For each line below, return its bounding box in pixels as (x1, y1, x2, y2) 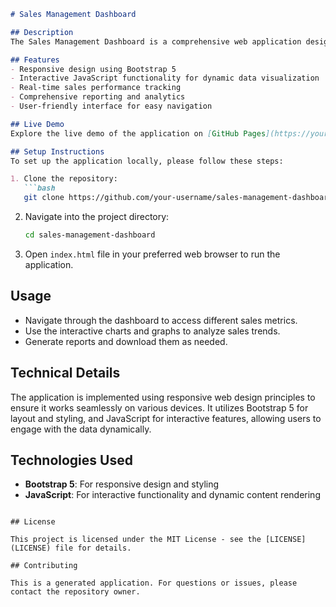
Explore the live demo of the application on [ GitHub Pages (10, 128, 267, 139)
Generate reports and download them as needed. (24, 335, 228, 347)
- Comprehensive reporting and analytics (10, 92, 186, 102)
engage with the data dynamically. (10, 423, 152, 435)
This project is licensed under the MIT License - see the (10, 535, 262, 545)
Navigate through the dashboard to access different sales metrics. (24, 314, 298, 326)
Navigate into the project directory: (24, 211, 170, 222)
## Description (10, 27, 74, 37)
